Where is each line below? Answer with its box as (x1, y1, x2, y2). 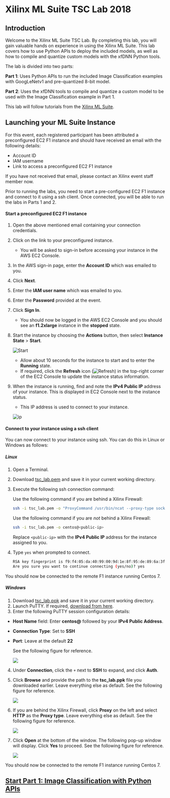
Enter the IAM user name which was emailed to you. (12, 288, 123, 294)
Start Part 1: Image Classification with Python (5, 777, 152, 785)
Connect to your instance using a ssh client (5, 425, 99, 431)
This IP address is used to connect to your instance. (20, 404, 129, 410)
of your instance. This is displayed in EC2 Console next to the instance (12, 389, 160, 395)
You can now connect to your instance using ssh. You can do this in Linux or (5, 437, 165, 443)
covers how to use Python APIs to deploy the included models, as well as (5, 48, 158, 54)
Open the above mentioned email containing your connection (12, 222, 141, 228)
